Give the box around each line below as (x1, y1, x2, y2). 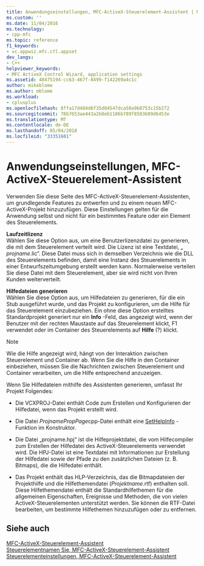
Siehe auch (6, 523, 50, 534)
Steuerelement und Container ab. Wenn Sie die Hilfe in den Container (6, 356, 180, 363)
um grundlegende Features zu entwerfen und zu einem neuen (6, 199, 161, 206)
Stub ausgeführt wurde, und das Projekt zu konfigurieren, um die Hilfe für (6, 300, 190, 307)
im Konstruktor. (38, 424, 76, 431)
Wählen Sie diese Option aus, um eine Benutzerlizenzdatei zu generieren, (6, 237, 190, 244)
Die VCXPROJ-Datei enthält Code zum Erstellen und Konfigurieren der (15, 399, 191, 407)
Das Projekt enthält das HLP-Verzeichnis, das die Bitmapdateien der (15, 473, 185, 481)
